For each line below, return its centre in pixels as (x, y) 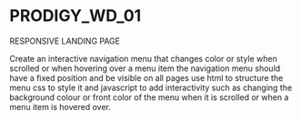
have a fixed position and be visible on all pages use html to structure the (146, 77)
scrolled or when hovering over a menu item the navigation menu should (145, 68)
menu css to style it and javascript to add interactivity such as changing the (151, 87)
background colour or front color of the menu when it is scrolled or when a (149, 97)
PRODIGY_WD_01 (75, 16)
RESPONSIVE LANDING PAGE (65, 41)
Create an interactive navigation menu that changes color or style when (143, 58)
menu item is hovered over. (60, 106)
